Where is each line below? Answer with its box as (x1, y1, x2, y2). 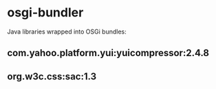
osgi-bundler (7, 5, 84, 21)
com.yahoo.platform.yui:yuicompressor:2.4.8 (7, 47, 210, 59)
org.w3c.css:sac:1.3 (7, 71, 97, 82)
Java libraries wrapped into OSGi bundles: (7, 27, 127, 36)
